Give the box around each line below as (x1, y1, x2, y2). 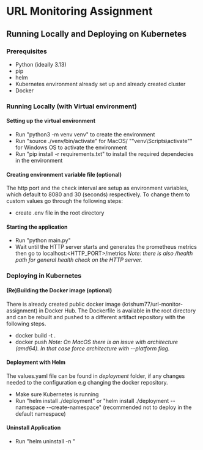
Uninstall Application (6, 424, 61, 432)
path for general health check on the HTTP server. (15, 256, 142, 264)
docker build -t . (15, 331, 56, 339)
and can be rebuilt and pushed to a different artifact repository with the (6, 313, 185, 320)
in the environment (15, 157, 63, 164)
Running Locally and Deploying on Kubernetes (6, 29, 187, 39)
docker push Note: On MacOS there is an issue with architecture (15, 338, 179, 345)
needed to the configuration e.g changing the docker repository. (6, 378, 168, 386)
